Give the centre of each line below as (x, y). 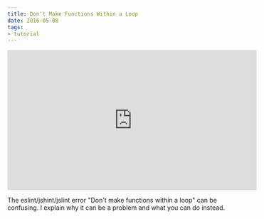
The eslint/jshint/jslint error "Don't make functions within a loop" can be (112, 201)
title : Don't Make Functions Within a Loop (73, 14)
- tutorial (23, 34)
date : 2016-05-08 (33, 21)
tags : (15, 27)
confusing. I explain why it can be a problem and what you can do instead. (116, 208)
